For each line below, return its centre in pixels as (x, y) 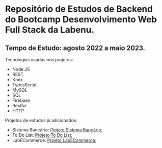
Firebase (21, 100)
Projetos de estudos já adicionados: (41, 120)
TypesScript (24, 85)
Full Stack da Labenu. (50, 30)
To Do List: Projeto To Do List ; (42, 135)
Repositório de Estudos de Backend (79, 9)
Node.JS (21, 69)
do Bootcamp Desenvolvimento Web (81, 19)
